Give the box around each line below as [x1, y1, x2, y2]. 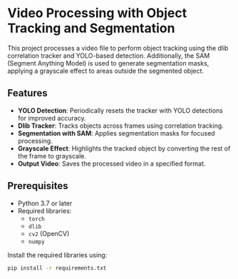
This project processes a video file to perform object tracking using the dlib [7, 44, 229, 52]
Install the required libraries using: [7, 250, 108, 259]
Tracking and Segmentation [7, 20, 175, 36]
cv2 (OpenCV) [28, 229, 70, 238]
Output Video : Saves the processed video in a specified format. [17, 159, 206, 168]
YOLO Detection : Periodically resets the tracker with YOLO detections [17, 106, 223, 115]
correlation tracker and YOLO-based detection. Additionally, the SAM [7, 51, 210, 60]
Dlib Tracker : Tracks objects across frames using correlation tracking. [17, 121, 224, 130]
